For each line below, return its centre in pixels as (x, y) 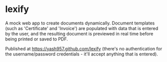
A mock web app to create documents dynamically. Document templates (80, 23)
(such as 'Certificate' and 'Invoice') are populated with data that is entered (82, 28)
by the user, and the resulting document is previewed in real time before (79, 33)
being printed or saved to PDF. (37, 39)
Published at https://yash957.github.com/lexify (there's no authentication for (84, 48)
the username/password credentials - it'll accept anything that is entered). (82, 54)
